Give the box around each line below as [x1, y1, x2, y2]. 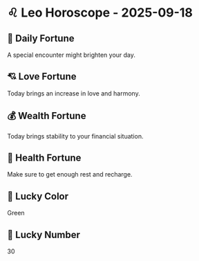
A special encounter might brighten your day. [7, 51, 136, 59]
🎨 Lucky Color [7, 190, 69, 202]
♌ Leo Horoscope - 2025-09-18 [7, 5, 193, 21]
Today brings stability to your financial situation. [7, 132, 144, 140]
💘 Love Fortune [7, 71, 77, 82]
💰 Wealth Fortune [7, 110, 86, 122]
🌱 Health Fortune [7, 152, 82, 164]
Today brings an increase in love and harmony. [7, 89, 140, 98]
